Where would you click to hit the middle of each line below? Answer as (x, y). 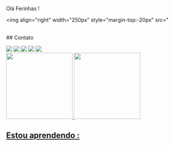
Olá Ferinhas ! (23, 9)
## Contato (20, 37)
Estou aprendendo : (43, 136)
